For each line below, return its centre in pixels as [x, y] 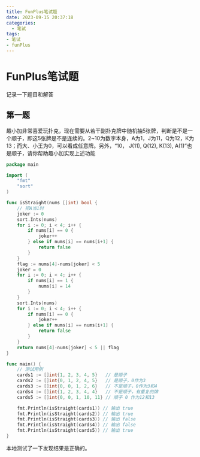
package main [22, 164]
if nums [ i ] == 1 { [51, 281]
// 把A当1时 [31, 208]
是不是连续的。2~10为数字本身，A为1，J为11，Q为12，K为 [123, 138]
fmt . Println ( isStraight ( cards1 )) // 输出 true [75, 408]
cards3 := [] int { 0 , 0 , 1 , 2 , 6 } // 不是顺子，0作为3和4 [87, 386]
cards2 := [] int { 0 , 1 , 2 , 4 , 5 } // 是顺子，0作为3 [81, 381]
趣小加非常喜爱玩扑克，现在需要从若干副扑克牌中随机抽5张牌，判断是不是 [97, 131]
